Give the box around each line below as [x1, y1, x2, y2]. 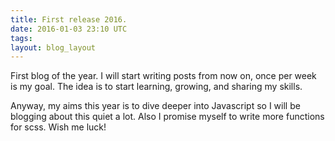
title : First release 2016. [10, 14, 128, 25]
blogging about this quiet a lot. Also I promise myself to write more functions [10, 111, 325, 123]
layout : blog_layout [10, 42, 97, 53]
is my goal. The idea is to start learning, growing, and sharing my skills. [10, 81, 303, 93]
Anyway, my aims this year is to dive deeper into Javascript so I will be [10, 100, 301, 112]
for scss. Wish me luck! [10, 121, 107, 133]
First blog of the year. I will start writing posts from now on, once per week [10, 70, 317, 82]
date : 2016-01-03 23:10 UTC [10, 24, 128, 34]
